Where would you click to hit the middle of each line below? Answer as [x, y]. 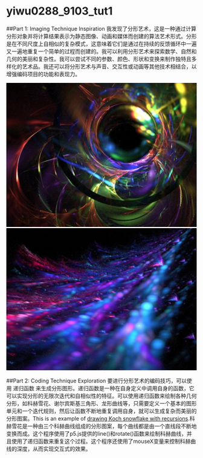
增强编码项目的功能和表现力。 [43, 74]
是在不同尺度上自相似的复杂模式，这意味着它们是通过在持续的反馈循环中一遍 [101, 44]
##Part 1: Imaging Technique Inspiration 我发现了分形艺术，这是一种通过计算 [101, 28]
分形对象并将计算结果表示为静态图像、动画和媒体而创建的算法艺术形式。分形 [101, 36]
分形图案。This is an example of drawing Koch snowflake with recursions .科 [101, 419]
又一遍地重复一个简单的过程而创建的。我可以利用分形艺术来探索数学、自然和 [101, 51]
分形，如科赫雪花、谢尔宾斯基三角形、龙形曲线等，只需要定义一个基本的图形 [101, 404]
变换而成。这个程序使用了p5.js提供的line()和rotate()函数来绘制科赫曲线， [97, 434]
